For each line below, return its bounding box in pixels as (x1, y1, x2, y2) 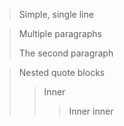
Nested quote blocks (18, 67, 106, 78)
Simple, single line (18, 9, 94, 20)
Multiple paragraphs (18, 28, 103, 39)
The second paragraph (18, 47, 114, 59)
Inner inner (68, 105, 114, 117)
